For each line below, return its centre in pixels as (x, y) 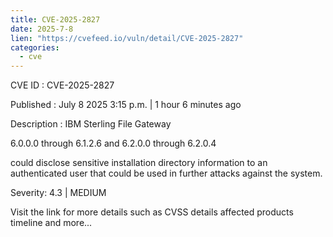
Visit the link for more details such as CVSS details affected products (152, 212)
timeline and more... (51, 223)
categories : (35, 47)
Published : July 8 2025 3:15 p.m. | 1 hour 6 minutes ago (126, 105)
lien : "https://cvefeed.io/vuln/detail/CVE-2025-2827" (127, 38)
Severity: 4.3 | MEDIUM (58, 193)
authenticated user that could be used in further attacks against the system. (166, 173)
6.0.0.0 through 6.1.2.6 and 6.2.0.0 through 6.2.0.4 (113, 143)
